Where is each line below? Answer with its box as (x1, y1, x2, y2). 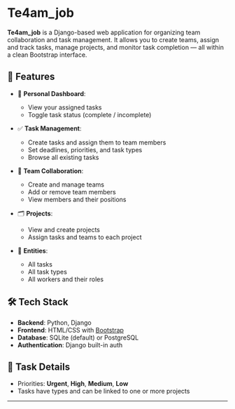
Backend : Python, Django (17, 318, 92, 327)
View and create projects (27, 225, 100, 234)
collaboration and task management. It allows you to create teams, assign (7, 35, 220, 43)
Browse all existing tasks (27, 153, 99, 161)
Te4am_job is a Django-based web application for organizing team (7, 28, 201, 36)
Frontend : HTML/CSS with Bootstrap (17, 326, 124, 334)
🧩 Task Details (7, 361, 71, 373)
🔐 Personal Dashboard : (17, 89, 86, 98)
